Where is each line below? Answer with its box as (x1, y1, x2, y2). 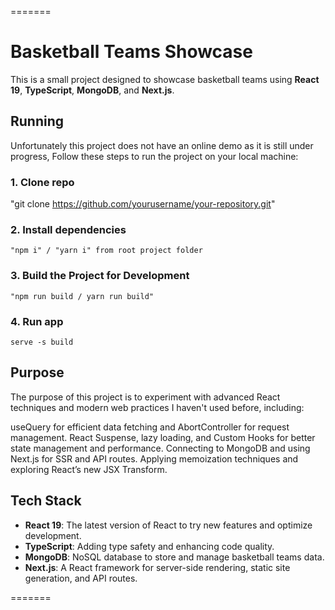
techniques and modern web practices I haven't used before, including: (10, 401, 305, 413)
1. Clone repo (10, 175, 75, 189)
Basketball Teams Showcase (10, 41, 253, 63)
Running (10, 113, 65, 130)
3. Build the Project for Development (10, 269, 190, 283)
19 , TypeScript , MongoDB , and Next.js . (10, 84, 175, 96)
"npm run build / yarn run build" (10, 291, 155, 301)
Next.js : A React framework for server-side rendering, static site (24, 561, 291, 573)
